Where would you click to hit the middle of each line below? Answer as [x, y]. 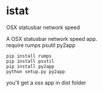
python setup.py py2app [36, 72]
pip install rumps [29, 56]
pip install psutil [30, 61]
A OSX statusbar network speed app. [52, 39]
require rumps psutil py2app [41, 45]
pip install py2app [30, 66]
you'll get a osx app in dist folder [46, 83]
